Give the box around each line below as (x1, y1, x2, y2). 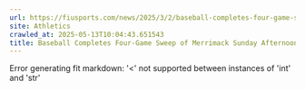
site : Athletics (9, 22, 71, 31)
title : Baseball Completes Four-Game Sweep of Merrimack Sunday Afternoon (9, 38, 299, 48)
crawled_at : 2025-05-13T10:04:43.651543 (9, 30, 165, 39)
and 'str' (9, 73, 41, 84)
